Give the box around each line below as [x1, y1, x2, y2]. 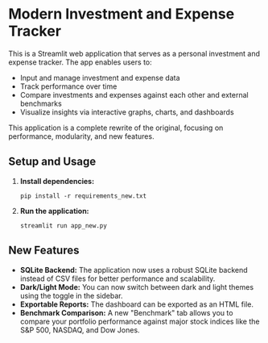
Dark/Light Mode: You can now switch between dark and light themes [19, 282, 254, 291]
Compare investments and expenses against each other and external [19, 90, 249, 99]
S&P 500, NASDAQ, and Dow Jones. [19, 324, 140, 335]
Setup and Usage [8, 155, 97, 169]
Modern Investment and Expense [8, 5, 235, 23]
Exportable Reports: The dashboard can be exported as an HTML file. [19, 299, 254, 309]
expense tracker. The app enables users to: [8, 57, 152, 67]
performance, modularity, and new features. [8, 131, 155, 141]
